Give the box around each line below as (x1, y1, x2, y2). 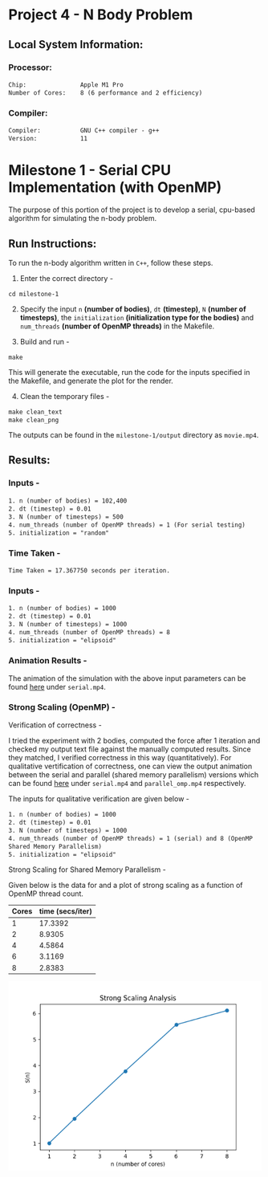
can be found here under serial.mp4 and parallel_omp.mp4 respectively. (8, 778, 246, 788)
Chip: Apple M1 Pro (8, 80, 124, 89)
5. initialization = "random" (8, 528, 110, 537)
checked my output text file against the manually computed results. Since (8, 744, 251, 754)
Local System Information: (8, 38, 144, 51)
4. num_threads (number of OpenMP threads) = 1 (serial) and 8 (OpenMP (8, 834, 253, 842)
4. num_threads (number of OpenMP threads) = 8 (8, 629, 171, 637)
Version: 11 (8, 135, 88, 143)
